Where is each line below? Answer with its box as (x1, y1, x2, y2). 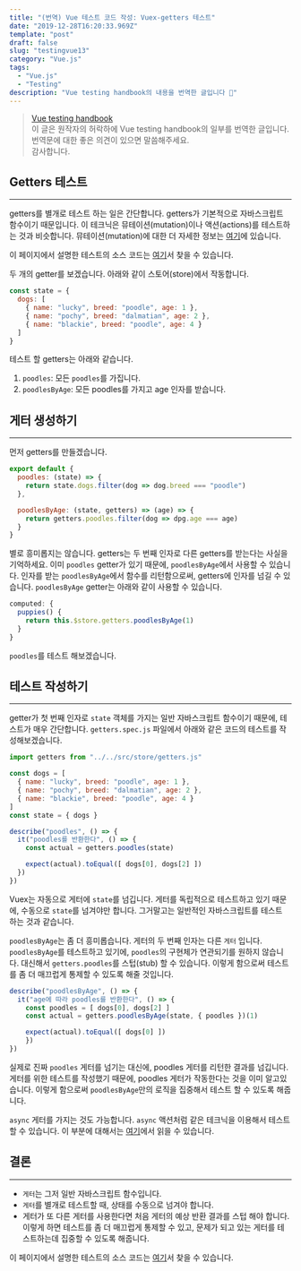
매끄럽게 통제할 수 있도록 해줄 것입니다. (37, 968, 175, 979)
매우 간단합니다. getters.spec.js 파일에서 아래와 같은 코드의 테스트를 (32, 724, 278, 734)
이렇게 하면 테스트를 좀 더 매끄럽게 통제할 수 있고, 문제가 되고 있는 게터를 (21, 1222, 276, 1232)
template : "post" (9, 30, 74, 39)
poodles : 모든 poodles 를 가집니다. (21, 373, 142, 383)
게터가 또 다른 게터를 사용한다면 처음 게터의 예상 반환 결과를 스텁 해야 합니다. (21, 1210, 290, 1221)
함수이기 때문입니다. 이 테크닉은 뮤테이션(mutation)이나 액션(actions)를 (9, 219, 260, 230)
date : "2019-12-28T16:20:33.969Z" (9, 21, 139, 30)
